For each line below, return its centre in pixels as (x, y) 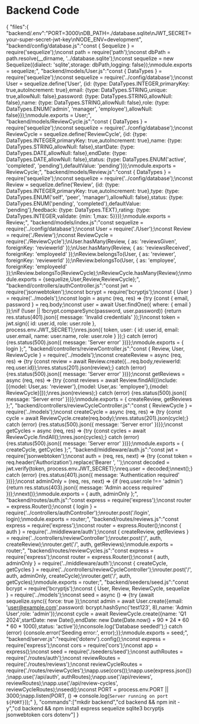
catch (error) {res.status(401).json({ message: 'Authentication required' (93, 475)
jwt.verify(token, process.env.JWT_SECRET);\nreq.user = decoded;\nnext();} (99, 468)
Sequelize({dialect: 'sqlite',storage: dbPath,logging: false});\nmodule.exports (99, 64)
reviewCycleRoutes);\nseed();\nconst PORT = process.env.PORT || (87, 689)
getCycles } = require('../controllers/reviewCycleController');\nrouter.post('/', (99, 569)
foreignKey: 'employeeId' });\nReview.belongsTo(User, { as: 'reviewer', (91, 254)
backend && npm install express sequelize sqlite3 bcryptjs (93, 708)
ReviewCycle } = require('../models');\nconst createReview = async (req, (94, 355)
